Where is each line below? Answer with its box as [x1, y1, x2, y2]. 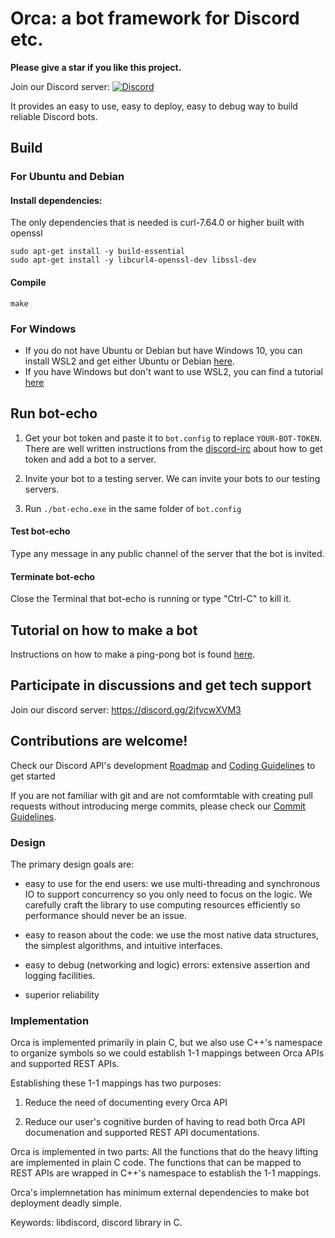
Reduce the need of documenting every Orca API [24, 1097, 228, 1109]
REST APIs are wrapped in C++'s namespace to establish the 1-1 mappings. [10, 1167, 322, 1179]
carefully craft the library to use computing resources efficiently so [24, 898, 301, 911]
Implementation [10, 1013, 90, 1027]
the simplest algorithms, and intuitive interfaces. [24, 939, 223, 951]
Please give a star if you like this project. [10, 61, 182, 73]
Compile [10, 277, 47, 289]
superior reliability [24, 988, 100, 1001]
